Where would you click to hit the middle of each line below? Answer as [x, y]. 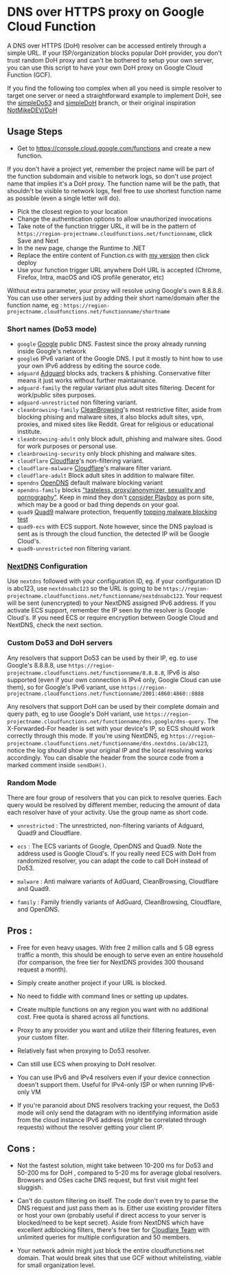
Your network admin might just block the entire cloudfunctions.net [111, 1250]
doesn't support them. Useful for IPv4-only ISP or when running [107, 1084]
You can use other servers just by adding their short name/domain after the [114, 298]
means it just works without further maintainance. [87, 381]
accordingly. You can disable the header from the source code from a [105, 758]
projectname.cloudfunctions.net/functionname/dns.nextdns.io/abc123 [107, 743]
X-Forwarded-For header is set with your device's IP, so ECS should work [111, 728]
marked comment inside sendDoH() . [57, 764]
